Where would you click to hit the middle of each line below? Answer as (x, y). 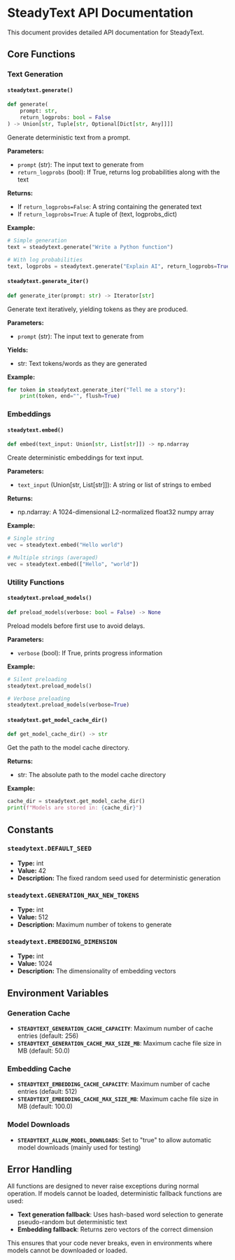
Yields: (18, 350)
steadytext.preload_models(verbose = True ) (69, 705)
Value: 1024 (35, 964)
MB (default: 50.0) (43, 1051)
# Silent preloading (37, 679)
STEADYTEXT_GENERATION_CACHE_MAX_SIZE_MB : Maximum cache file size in (119, 1043)
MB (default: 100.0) (45, 1107)
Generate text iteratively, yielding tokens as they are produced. (98, 309)
